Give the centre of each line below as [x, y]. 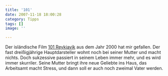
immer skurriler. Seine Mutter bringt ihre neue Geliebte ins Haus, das [76, 63]
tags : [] [14, 24]
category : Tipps [22, 19]
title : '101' [19, 10]
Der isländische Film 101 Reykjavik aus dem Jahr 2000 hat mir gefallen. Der [83, 47]
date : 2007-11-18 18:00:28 [33, 14]
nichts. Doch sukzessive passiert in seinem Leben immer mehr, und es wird [83, 57]
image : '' [16, 28]
